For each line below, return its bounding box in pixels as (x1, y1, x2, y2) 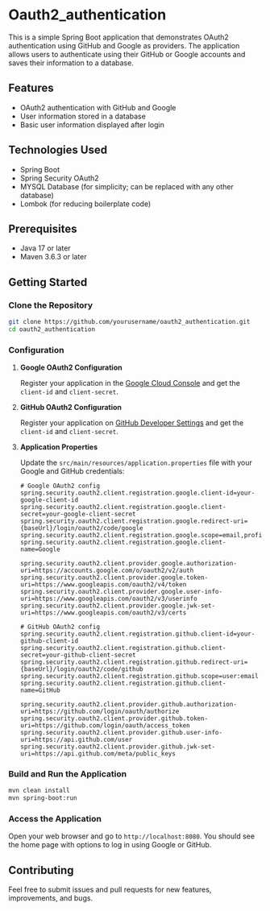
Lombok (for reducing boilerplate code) (19, 199, 152, 209)
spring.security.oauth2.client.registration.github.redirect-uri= (19, 658, 248, 666)
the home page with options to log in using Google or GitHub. (8, 840, 212, 850)
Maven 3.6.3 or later (19, 252, 87, 262)
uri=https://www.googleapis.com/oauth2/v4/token (19, 581, 187, 589)
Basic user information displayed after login (19, 119, 165, 130)
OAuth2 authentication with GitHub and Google (19, 102, 177, 112)
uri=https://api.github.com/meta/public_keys (19, 750, 176, 758)
